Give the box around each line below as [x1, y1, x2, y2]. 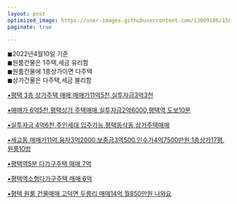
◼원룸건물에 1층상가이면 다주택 [7, 68, 93, 76]
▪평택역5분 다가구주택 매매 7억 [7, 160, 92, 168]
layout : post [7, 10, 46, 18]
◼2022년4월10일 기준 [7, 50, 68, 58]
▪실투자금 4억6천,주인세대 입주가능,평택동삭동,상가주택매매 [7, 121, 170, 129]
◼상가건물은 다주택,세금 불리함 [7, 76, 92, 84]
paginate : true [7, 23, 52, 30]
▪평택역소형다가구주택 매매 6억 [7, 174, 92, 183]
